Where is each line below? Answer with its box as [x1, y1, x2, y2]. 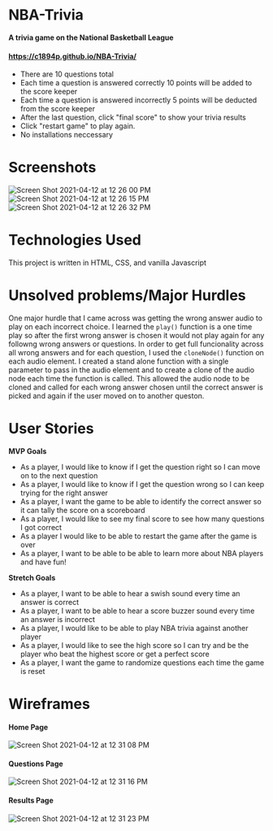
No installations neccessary [19, 130, 114, 140]
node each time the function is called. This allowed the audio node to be [8, 373, 250, 383]
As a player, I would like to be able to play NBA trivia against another [19, 623, 249, 633]
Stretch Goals [8, 572, 56, 582]
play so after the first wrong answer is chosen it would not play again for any [8, 330, 265, 340]
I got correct [19, 522, 63, 532]
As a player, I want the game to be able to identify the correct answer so [19, 496, 262, 506]
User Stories [8, 420, 94, 438]
